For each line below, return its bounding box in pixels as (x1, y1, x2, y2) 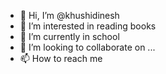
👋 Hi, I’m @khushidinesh (19, 10, 120, 21)
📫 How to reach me (19, 53, 103, 64)
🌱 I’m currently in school (19, 31, 120, 42)
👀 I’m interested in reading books (19, 20, 157, 32)
